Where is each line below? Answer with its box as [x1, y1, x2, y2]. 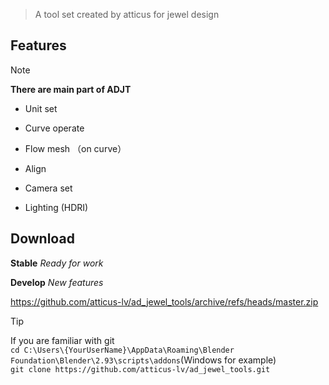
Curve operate [24, 122, 85, 134]
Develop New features [10, 276, 104, 288]
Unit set [24, 102, 58, 114]
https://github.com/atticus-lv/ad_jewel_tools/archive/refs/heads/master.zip [10, 295, 319, 308]
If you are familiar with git [10, 334, 115, 346]
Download [10, 230, 75, 248]
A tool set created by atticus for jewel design [34, 9, 220, 20]
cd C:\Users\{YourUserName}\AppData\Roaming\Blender [10, 345, 235, 355]
